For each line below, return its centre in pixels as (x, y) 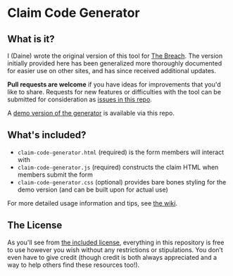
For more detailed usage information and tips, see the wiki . (93, 203)
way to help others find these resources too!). (74, 265)
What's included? (47, 135)
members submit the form (55, 175)
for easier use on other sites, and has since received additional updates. (112, 71)
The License (35, 226)
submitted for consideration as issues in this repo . (80, 99)
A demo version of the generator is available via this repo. (91, 113)
